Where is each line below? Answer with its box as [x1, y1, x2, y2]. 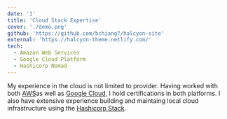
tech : [7, 43, 23, 50]
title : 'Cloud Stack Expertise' [7, 17, 102, 24]
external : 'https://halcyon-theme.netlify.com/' [7, 36, 152, 43]
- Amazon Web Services [13, 50, 80, 57]
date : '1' [7, 10, 36, 17]
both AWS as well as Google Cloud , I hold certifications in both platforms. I [7, 89, 221, 97]
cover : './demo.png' [7, 23, 68, 30]
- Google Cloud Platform [13, 56, 86, 63]
